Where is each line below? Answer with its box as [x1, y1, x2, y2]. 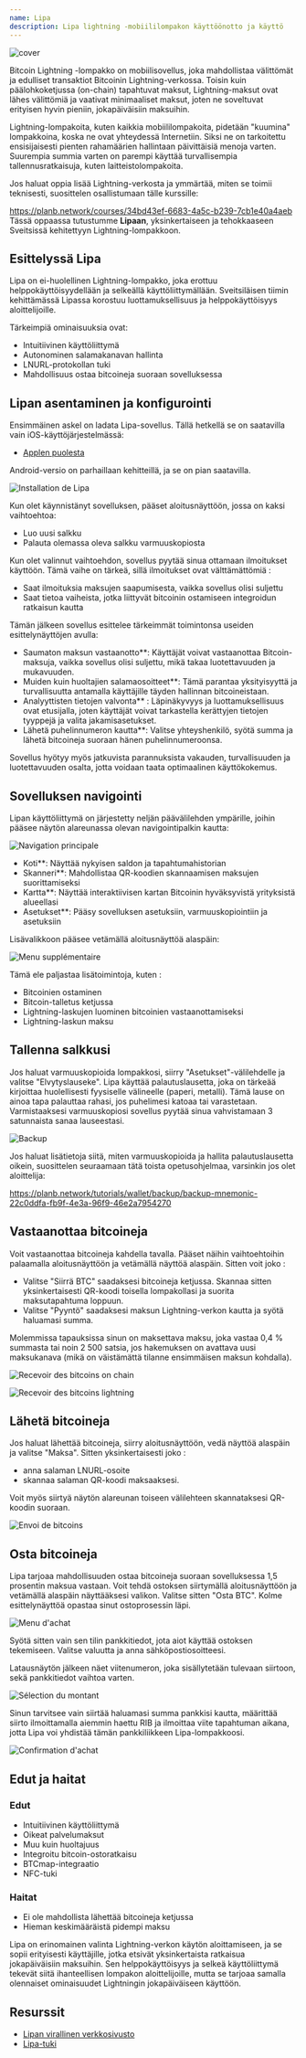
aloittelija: [9, 1170, 46, 1181]
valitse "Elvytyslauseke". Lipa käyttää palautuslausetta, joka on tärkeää [9, 1076, 277, 1087]
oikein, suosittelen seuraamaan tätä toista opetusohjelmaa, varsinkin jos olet [9, 1160, 296, 1171]
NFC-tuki [22, 1868, 58, 1879]
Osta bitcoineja [9, 1546, 98, 1562]
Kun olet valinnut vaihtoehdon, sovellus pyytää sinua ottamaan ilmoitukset [9, 555, 288, 567]
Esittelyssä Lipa [9, 250, 102, 266]
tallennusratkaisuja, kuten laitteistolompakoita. [9, 160, 184, 171]
